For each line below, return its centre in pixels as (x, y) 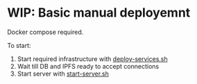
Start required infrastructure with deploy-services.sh (92, 59)
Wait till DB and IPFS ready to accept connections (88, 66)
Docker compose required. (45, 32)
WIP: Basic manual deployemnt (99, 13)
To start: (19, 45)
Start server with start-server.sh (63, 74)
